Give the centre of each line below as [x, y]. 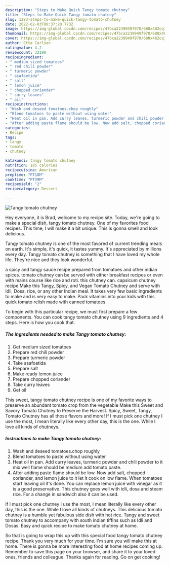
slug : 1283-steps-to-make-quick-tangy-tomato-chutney [63, 19]
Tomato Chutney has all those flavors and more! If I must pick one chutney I [84, 416]
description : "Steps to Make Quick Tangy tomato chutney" [68, 10]
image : [12, 29]
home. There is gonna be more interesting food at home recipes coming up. [84, 546]
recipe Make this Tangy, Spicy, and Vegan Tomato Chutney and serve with [83, 286]
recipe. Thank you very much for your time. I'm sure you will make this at [81, 541]
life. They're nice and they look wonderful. [49, 260]
